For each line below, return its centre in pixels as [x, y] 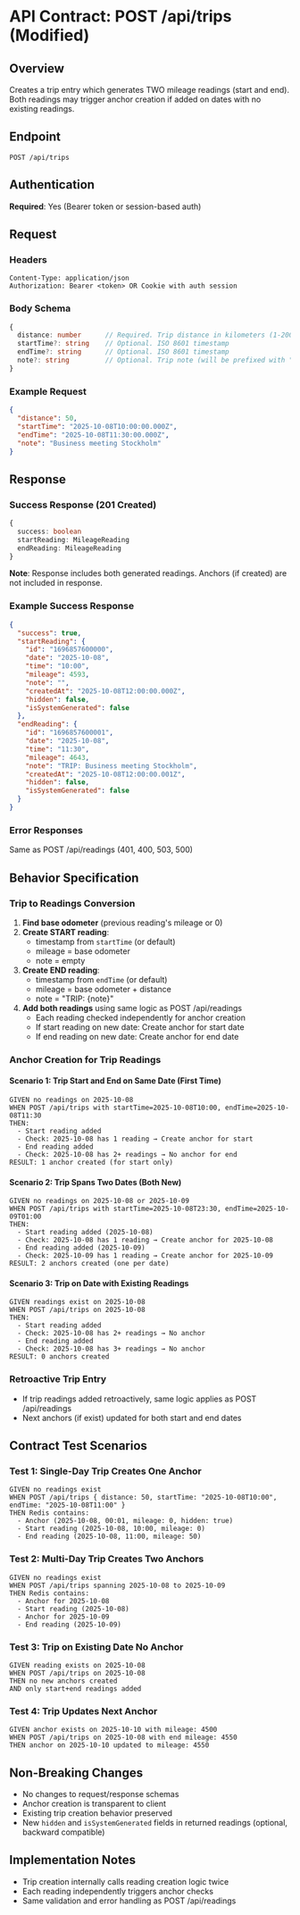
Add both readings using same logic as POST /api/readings [132, 1008]
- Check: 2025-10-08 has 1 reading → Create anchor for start [135, 1139]
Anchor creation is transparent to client [94, 1804]
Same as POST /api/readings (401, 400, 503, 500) [101, 849]
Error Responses [46, 830]
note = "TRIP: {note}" [75, 999]
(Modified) [50, 35]
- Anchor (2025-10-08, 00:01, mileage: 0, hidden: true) [125, 1521]
